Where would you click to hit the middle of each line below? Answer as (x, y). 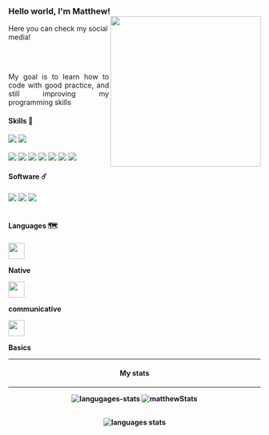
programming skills (40, 103)
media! (20, 37)
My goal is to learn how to (59, 77)
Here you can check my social (58, 29)
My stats (134, 373)
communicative (35, 309)
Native (20, 270)
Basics (20, 348)
